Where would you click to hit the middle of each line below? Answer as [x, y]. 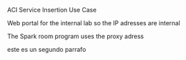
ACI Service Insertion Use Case [52, 10]
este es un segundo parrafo [47, 49]
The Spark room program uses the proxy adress [75, 36]
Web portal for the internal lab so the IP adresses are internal [94, 23]
